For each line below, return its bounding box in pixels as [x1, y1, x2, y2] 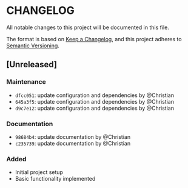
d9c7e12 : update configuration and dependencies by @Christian [15, 104, 175, 112]
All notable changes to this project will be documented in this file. [6, 24, 170, 31]
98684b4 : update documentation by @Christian [15, 133, 131, 140]
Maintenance [6, 78, 47, 86]
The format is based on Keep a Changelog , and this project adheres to [6, 35, 182, 42]
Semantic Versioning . [6, 42, 59, 49]
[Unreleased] [6, 59, 58, 70]
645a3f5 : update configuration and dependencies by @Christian [15, 98, 175, 105]
